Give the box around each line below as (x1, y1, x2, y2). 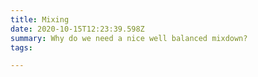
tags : (10, 42, 33, 53)
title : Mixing (10, 14, 70, 25)
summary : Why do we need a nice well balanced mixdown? (10, 33, 248, 43)
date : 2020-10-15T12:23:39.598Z (10, 24, 145, 34)
